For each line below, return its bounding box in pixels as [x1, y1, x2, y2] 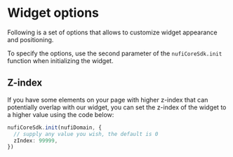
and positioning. [7, 35, 54, 43]
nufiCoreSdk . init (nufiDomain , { [7, 124, 102, 131]
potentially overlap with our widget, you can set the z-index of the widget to [7, 103, 227, 111]
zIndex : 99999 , [13, 137, 58, 144]
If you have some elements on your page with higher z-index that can [7, 95, 208, 104]
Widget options [7, 5, 100, 21]
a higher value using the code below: [7, 110, 114, 118]
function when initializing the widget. [7, 56, 114, 64]
